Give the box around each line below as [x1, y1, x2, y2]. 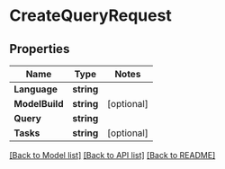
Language [13, 83, 58, 95]
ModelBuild [13, 98, 64, 110]
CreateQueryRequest [9, 5, 173, 26]
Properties [9, 41, 70, 57]
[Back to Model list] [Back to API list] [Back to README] [9, 150, 216, 160]
